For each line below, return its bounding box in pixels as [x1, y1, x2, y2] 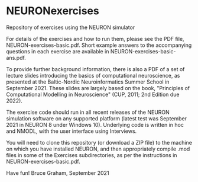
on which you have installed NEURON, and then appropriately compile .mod [6, 145, 190, 152]
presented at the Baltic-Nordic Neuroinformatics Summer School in [6, 78, 170, 85]
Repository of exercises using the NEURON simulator [6, 24, 135, 31]
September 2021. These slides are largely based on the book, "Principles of [6, 84, 190, 91]
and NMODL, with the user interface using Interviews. [6, 127, 137, 135]
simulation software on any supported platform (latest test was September [6, 114, 187, 122]
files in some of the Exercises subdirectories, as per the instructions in [6, 151, 177, 158]
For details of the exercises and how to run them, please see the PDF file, [6, 35, 184, 42]
